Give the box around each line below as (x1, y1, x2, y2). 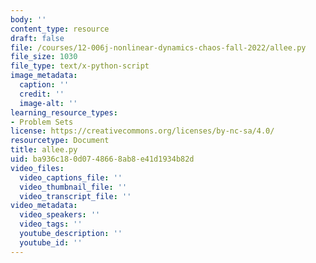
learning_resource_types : (10, 107, 118, 118)
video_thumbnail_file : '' (19, 182, 128, 192)
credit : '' (19, 89, 65, 99)
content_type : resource (10, 24, 110, 34)
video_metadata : (10, 201, 78, 211)
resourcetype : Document (10, 136, 110, 146)
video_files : (10, 163, 65, 173)
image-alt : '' (19, 98, 78, 108)
